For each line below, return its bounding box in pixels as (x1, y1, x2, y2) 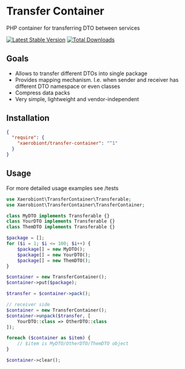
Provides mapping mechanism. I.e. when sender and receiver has (15, 76, 179, 83)
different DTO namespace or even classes (15, 82, 120, 90)
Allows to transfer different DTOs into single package (15, 70, 147, 77)
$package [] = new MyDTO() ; (17, 246, 86, 252)
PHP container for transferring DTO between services (6, 24, 141, 32)
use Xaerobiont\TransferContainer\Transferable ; (6, 196, 132, 202)
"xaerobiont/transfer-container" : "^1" (17, 141, 118, 147)
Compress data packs (15, 89, 70, 96)
